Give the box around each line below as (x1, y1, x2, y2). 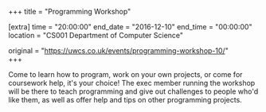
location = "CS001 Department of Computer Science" (8, 31, 184, 40)
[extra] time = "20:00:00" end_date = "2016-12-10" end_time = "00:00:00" (8, 22, 252, 31)
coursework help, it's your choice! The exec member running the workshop (8, 79, 256, 87)
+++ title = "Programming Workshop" (8, 7, 131, 16)
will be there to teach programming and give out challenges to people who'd (8, 87, 259, 96)
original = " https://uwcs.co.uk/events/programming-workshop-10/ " (8, 46, 229, 55)
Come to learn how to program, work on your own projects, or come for (8, 70, 243, 79)
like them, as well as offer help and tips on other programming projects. (8, 95, 243, 104)
